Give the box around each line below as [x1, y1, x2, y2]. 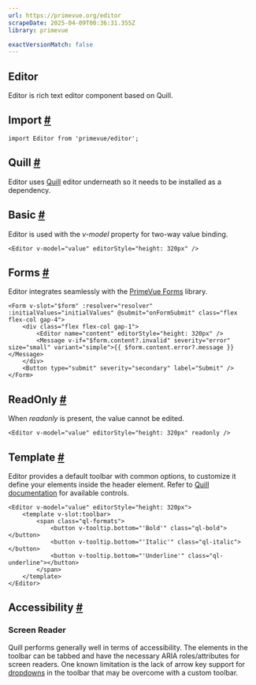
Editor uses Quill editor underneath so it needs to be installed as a [8, 177, 222, 186]
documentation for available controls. [8, 487, 129, 498]
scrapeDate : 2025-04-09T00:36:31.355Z [8, 19, 135, 27]
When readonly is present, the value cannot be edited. [8, 414, 185, 423]
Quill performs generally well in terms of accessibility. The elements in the [8, 642, 248, 652]
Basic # [8, 209, 46, 222]
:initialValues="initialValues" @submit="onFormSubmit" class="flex [8, 309, 238, 317]
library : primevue [8, 26, 69, 34]
